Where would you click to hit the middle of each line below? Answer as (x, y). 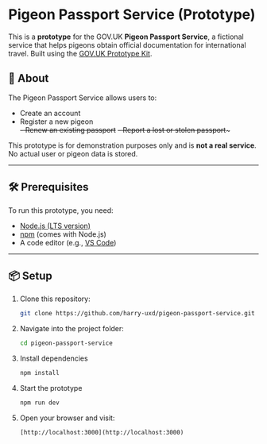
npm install (39, 373)
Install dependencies (54, 358)
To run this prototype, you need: (61, 210)
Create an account (50, 113)
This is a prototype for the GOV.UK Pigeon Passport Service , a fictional (126, 37)
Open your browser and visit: (67, 418)
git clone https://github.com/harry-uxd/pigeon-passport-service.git (137, 314)
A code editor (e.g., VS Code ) (68, 242)
